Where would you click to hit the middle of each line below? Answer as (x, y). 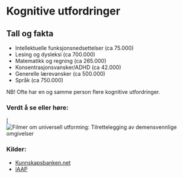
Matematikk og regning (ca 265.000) (61, 61)
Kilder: (16, 150)
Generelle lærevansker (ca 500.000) (60, 74)
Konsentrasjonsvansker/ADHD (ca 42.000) (68, 67)
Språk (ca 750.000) (39, 80)
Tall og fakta (30, 34)
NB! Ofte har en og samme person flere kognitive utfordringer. (83, 92)
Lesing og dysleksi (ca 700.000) (55, 54)
